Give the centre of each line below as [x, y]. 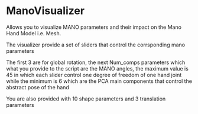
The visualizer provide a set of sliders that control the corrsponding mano [95, 45]
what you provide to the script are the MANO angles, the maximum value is [98, 68]
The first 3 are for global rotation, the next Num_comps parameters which [96, 62]
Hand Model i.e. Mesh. [34, 33]
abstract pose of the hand [38, 87]
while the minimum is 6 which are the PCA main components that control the [99, 81]
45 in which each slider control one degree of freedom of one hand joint [94, 75]
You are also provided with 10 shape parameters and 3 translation [86, 99]
